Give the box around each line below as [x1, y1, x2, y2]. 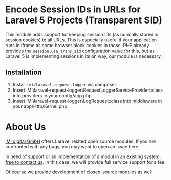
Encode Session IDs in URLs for [5, 4, 141, 15]
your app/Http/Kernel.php [12, 103, 68, 109]
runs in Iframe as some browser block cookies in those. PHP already [5, 42, 149, 48]
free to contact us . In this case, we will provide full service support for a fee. [5, 159, 166, 165]
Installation [5, 68, 42, 77]
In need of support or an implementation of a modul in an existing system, [5, 153, 161, 160]
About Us [5, 121, 46, 132]
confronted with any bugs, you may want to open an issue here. [5, 143, 140, 149]
